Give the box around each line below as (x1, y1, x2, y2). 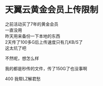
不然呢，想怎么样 (5, 55, 39, 61)
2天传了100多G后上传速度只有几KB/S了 (5, 39, 83, 45)
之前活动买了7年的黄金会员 (5, 21, 59, 27)
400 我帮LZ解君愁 (5, 75, 41, 82)
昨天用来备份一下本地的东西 (5, 33, 60, 39)
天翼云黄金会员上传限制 (5, 4, 99, 15)
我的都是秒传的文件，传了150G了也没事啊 (5, 65, 88, 71)
